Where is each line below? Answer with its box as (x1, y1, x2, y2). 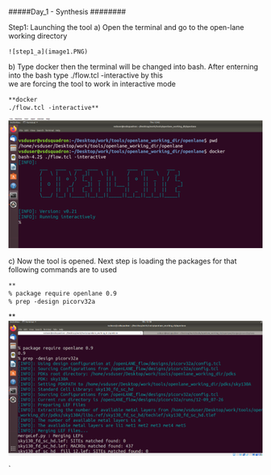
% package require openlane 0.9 (8, 289, 117, 297)
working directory (8, 32, 68, 40)
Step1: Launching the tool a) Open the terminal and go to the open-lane (8, 23, 244, 32)
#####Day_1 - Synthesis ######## (8, 7, 127, 16)
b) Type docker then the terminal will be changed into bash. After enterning (8, 62, 259, 71)
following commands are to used (8, 264, 117, 274)
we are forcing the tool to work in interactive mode (8, 79, 176, 88)
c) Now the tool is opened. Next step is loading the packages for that (8, 256, 237, 266)
